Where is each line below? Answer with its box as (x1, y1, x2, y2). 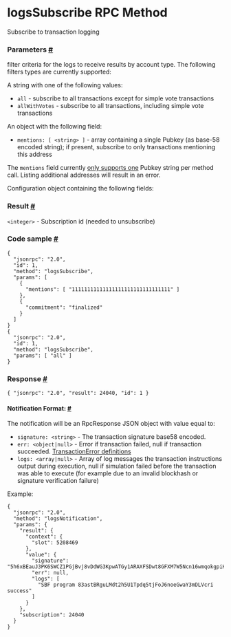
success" (7, 587, 32, 594)
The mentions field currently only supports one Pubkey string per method (7, 164, 214, 172)
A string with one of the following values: (7, 81, 123, 89)
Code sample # (7, 234, 58, 244)
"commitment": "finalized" (25, 304, 103, 311)
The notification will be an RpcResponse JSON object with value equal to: (7, 420, 215, 428)
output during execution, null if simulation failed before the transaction (16, 462, 217, 471)
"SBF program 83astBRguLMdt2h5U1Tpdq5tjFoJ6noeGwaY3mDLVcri (37, 581, 214, 589)
